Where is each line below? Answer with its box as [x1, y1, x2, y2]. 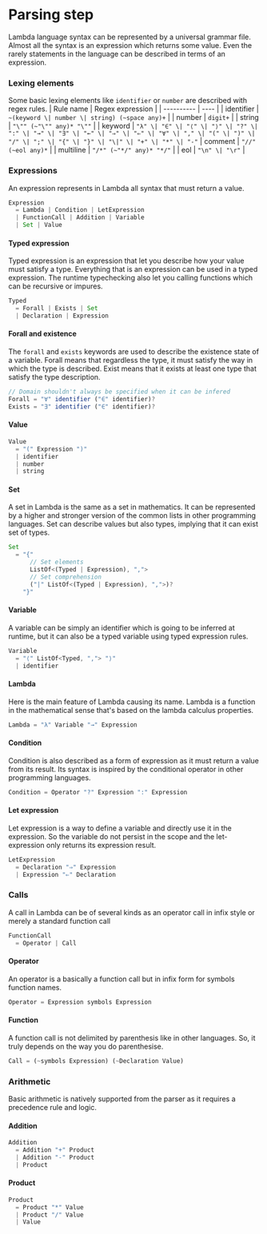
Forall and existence [8, 329, 78, 339]
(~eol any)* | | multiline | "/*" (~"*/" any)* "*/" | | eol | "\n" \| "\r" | [8, 145, 245, 155]
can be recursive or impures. [8, 281, 103, 291]
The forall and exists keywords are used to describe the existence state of [8, 347, 260, 356]
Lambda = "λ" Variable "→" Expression [8, 721, 137, 729]
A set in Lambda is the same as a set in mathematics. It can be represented [8, 502, 256, 512]
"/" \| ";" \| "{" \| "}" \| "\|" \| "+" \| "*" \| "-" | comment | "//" [8, 137, 257, 146]
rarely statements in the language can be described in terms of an [8, 49, 226, 58]
